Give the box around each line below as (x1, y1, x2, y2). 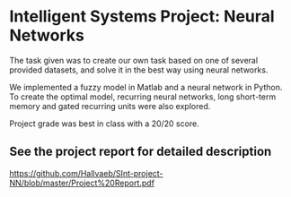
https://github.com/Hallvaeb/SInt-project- (9, 167, 163, 178)
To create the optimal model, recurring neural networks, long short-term (9, 91, 277, 102)
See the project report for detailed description (9, 144, 272, 159)
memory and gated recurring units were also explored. (9, 100, 211, 111)
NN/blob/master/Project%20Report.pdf (9, 177, 155, 188)
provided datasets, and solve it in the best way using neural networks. (9, 64, 269, 75)
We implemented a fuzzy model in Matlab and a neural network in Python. (9, 81, 283, 92)
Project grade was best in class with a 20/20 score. (9, 118, 199, 129)
